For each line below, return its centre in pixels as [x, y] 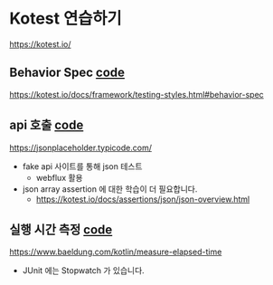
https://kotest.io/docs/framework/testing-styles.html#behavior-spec [136, 94]
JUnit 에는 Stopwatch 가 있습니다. [83, 271]
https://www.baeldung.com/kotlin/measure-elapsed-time [116, 252]
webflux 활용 [59, 177]
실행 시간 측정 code [61, 229]
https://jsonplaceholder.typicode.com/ [80, 147]
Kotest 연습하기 [66, 19]
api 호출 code [47, 125]
